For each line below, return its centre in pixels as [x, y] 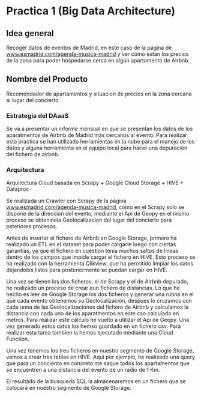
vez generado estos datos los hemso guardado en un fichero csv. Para [94, 326]
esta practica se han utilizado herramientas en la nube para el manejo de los [100, 142]
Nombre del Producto [47, 79]
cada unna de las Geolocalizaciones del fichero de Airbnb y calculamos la [97, 307]
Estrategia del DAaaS [37, 115]
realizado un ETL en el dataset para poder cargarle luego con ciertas [91, 244]
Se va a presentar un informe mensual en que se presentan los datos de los [100, 129]
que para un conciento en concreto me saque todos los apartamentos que [98, 363]
